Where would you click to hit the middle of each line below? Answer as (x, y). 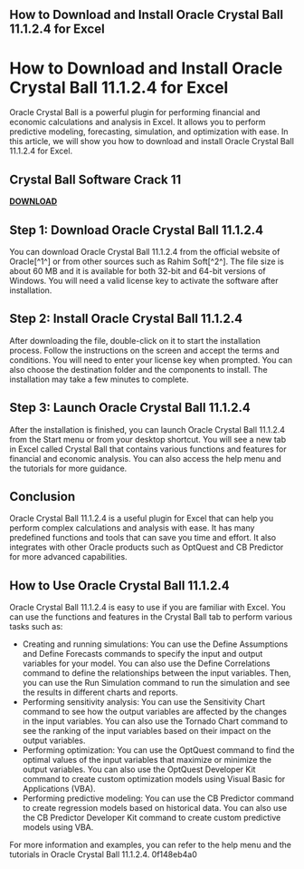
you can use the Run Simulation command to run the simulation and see (156, 683)
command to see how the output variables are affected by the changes (155, 712)
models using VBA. (58, 827)
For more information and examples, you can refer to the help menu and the (151, 845)
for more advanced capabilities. (69, 557)
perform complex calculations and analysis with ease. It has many (132, 528)
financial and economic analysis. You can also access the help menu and (146, 458)
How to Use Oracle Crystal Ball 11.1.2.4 (119, 586)
